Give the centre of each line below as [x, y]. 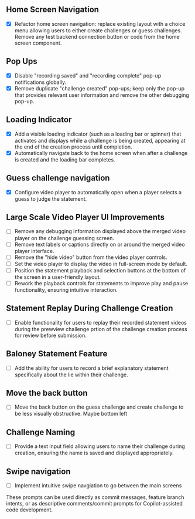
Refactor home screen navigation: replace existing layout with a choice [100, 23]
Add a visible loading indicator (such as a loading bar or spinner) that [98, 134]
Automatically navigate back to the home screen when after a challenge [101, 153]
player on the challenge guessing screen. [64, 238]
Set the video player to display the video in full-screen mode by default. [101, 264]
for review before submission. [50, 335]
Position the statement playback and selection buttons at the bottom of [100, 270]
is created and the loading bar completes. [65, 159]
